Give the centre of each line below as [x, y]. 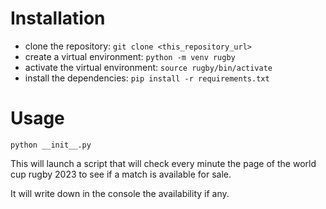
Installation [58, 18]
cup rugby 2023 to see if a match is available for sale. [121, 174]
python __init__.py [51, 145]
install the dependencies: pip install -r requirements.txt [147, 78]
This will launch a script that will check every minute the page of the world [163, 163]
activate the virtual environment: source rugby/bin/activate [148, 67]
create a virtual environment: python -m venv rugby [130, 56]
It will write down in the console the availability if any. [120, 193]
